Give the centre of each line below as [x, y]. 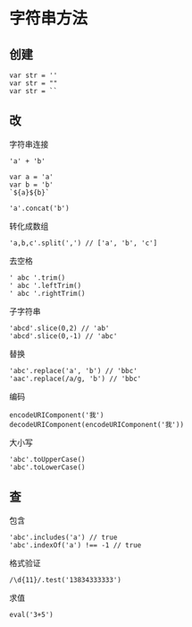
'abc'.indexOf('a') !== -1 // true [75, 545]
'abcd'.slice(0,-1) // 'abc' [63, 336]
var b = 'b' [31, 185]
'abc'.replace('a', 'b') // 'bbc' [74, 370]
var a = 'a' [31, 177]
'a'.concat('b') [39, 208]
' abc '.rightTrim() [48, 293]
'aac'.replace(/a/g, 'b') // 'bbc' [75, 379]
